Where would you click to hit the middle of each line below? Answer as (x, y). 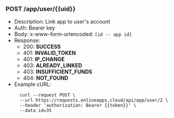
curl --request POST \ (48, 95)
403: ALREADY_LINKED (52, 65)
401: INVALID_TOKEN (49, 53)
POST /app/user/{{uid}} (41, 9)
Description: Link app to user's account (62, 22)
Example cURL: (33, 84)
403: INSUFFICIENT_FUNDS (58, 72)
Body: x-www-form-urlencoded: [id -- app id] (73, 34)
